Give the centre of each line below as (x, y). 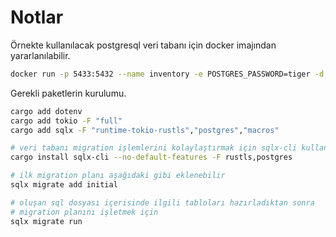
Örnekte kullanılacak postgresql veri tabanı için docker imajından (143, 45)
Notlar (37, 17)
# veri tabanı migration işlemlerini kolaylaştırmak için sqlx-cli (154, 148)
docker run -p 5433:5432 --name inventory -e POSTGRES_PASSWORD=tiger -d (167, 74)
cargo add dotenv (46, 111)
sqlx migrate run (46, 221)
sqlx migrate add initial (64, 185)
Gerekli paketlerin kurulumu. (68, 93)
